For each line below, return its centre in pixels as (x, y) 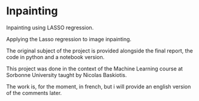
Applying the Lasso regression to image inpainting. (69, 39)
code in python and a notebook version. (55, 57)
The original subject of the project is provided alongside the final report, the (100, 51)
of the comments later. (34, 93)
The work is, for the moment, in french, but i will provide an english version (99, 86)
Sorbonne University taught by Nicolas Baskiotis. (67, 75)
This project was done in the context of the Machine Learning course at (94, 68)
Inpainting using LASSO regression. (50, 27)
